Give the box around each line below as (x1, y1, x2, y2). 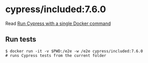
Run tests (5, 35, 36, 44)
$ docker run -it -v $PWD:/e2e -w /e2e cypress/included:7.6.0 (5, 48, 143, 54)
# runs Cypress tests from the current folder (5, 53, 107, 58)
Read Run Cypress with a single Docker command (5, 20, 111, 26)
